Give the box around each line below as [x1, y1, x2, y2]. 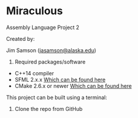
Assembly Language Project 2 [6, 24, 80, 31]
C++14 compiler [14, 69, 54, 76]
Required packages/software [14, 58, 86, 65]
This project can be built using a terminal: [6, 94, 108, 101]
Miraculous [6, 4, 63, 18]
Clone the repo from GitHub [14, 105, 83, 112]
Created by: [6, 35, 35, 42]
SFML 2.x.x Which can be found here [14, 76, 105, 83]
